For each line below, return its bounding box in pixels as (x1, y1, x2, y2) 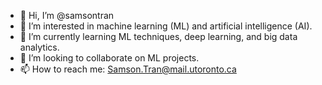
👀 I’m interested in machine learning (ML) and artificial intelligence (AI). (19, 20, 313, 32)
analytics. (19, 41, 60, 53)
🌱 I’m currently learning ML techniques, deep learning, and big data (19, 31, 298, 42)
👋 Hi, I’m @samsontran (19, 10, 115, 21)
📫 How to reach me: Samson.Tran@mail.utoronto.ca (19, 63, 237, 75)
